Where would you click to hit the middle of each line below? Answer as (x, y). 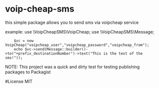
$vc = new (24, 41)
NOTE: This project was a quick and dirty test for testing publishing (72, 67)
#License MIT (19, 81)
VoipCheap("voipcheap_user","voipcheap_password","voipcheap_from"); (77, 45)
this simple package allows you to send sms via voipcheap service (72, 22)
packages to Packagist (28, 72)
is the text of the (123, 53)
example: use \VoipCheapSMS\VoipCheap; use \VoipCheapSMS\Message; (80, 32)
